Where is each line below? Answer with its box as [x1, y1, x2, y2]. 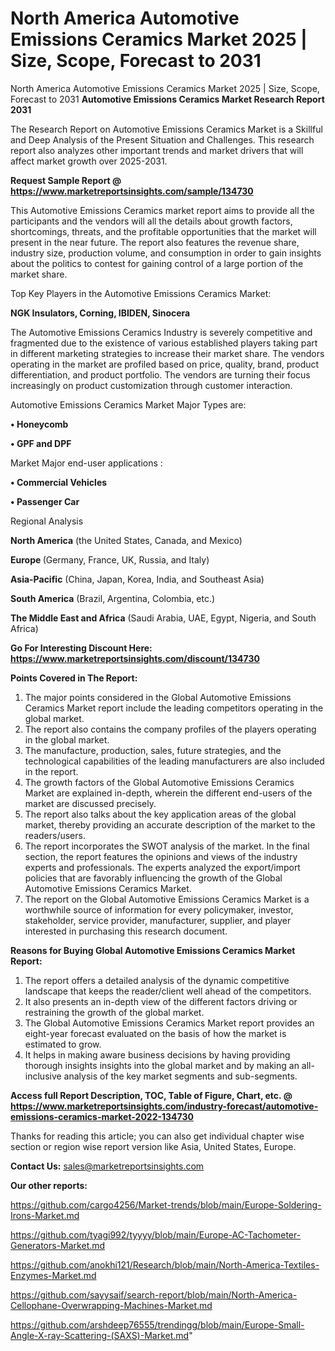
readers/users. [24, 829, 86, 841]
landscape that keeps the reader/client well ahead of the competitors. [24, 985, 312, 997]
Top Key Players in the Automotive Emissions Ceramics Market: [10, 287, 272, 299]
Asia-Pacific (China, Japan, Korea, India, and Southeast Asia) [10, 573, 265, 585]
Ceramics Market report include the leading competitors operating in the [24, 702, 324, 714]
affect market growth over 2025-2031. [10, 155, 168, 167]
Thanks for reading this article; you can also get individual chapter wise [10, 1130, 305, 1142]
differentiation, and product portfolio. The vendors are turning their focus [10, 368, 311, 381]
